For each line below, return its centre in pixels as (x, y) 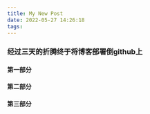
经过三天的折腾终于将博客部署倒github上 (75, 52)
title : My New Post (35, 13)
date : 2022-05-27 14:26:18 (46, 20)
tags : (15, 26)
